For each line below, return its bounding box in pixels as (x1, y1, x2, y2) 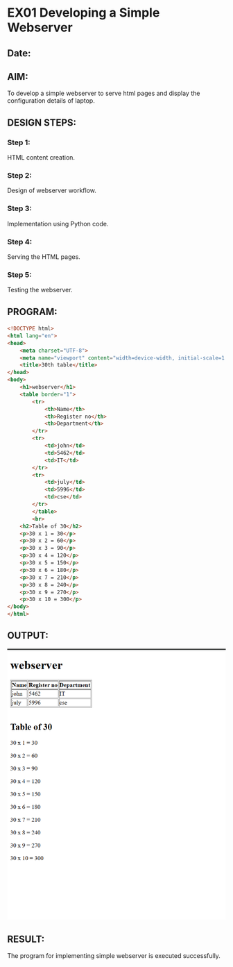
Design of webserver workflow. (7, 186, 97, 195)
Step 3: (7, 203, 33, 213)
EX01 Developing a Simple (7, 5, 160, 21)
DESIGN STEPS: (7, 117, 77, 128)
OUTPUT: (7, 630, 49, 641)
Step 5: (7, 269, 33, 279)
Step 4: (7, 237, 33, 246)
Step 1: (7, 137, 31, 147)
